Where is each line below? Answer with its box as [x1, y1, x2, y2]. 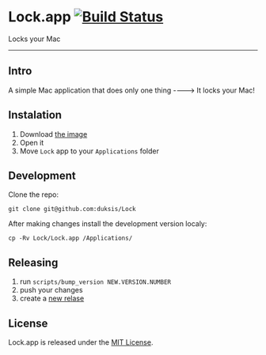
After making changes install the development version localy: [8, 219, 207, 228]
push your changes [19, 285, 83, 295]
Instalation [8, 108, 62, 122]
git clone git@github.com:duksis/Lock [8, 206, 136, 213]
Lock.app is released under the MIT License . [8, 338, 154, 347]
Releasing [8, 255, 59, 269]
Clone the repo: [8, 190, 59, 199]
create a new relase [19, 293, 85, 304]
